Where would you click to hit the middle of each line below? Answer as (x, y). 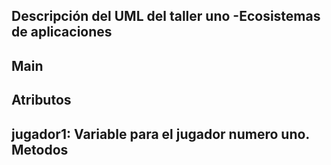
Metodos (40, 149)
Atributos (41, 100)
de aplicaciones (62, 32)
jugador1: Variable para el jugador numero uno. (160, 134)
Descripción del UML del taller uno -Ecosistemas (166, 16)
